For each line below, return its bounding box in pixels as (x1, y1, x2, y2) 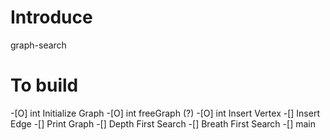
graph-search (10, 39, 67, 51)
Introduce (10, 6, 93, 29)
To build (10, 74, 79, 97)
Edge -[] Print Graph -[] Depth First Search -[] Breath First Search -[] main (10, 117, 316, 130)
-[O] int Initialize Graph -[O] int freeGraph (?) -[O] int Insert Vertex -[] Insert (10, 107, 320, 119)
